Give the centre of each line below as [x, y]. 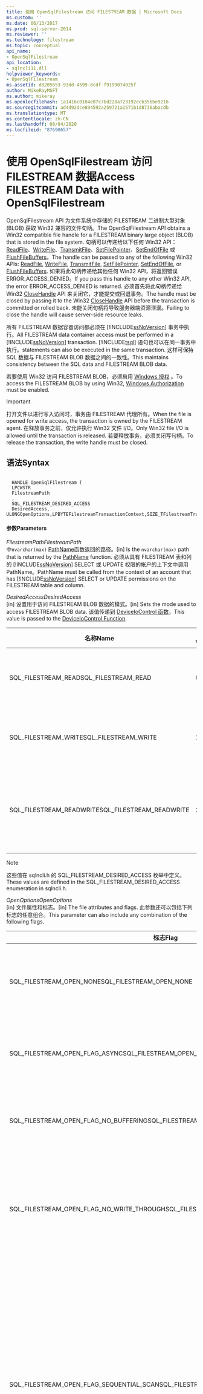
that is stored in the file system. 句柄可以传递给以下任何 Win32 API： [92, 242]
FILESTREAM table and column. [46, 585]
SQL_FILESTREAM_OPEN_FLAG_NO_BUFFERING [79, 1121]
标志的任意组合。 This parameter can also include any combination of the [97, 914]
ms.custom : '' [24, 18]
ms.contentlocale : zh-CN [37, 119]
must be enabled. [28, 389]
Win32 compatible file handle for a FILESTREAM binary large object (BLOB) [100, 235]
